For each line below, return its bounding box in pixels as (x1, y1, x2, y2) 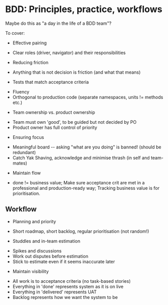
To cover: (5, 30, 25, 36)
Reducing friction (12, 59, 49, 65)
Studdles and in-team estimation (12, 238, 81, 244)
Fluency (12, 88, 29, 94)
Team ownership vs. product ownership (12, 109, 95, 115)
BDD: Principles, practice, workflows (5, 4, 162, 15)
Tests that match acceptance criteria (12, 79, 89, 85)
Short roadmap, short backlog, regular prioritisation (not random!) (12, 228, 149, 234)
